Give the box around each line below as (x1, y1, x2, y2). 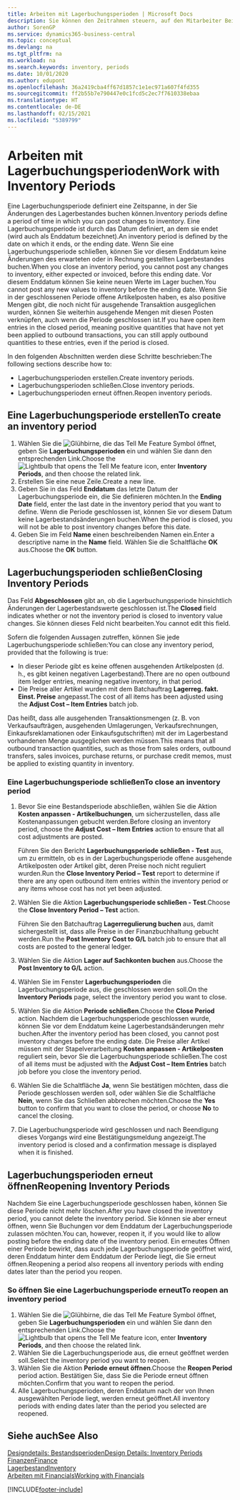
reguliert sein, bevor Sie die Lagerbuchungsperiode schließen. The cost (17, 1052, 227, 1061)
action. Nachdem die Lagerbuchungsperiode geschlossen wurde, (17, 1014, 211, 1023)
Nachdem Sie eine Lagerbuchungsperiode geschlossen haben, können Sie (7, 1199, 227, 1208)
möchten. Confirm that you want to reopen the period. (17, 1379, 175, 1387)
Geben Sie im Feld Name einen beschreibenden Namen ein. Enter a (17, 530, 215, 539)
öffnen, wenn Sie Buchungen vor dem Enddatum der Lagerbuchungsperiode (7, 1222, 233, 1231)
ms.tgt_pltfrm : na (7, 51, 62, 58)
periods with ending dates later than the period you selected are (17, 1401, 207, 1410)
